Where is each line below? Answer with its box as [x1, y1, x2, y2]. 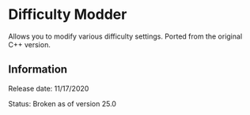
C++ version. [8, 39, 51, 49]
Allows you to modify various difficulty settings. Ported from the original [8, 32, 243, 41]
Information [8, 63, 68, 76]
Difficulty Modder [8, 6, 127, 24]
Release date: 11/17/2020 [8, 83, 89, 93]
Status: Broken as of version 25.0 [8, 98, 117, 108]
